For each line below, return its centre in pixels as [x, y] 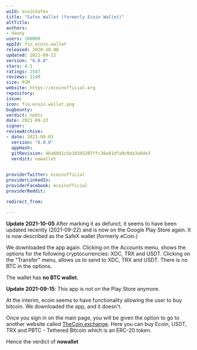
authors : [17, 28]
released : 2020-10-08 [33, 50]
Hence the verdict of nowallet [42, 341]
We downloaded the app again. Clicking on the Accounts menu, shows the [96, 247]
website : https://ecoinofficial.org [51, 88]
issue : [14, 98]
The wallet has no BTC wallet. [43, 277]
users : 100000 [23, 39]
